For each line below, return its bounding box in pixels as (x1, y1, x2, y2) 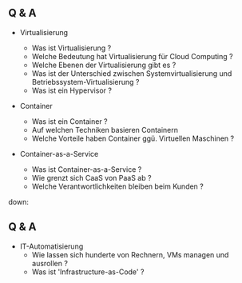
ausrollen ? (31, 258, 68, 268)
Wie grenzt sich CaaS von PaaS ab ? (31, 173, 152, 182)
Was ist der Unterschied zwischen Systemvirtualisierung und (31, 68, 232, 78)
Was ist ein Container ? (31, 116, 108, 126)
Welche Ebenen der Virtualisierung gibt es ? (31, 60, 177, 70)
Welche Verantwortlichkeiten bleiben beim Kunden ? (31, 181, 204, 191)
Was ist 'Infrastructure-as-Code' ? (31, 267, 145, 277)
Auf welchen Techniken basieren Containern (31, 125, 178, 134)
